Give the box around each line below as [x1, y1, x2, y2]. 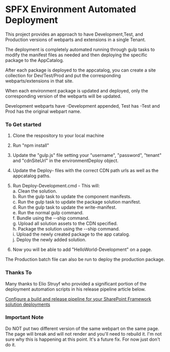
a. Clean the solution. [12, 188, 57, 194]
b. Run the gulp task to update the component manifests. [12, 194, 132, 200]
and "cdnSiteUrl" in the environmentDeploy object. [12, 157, 119, 164]
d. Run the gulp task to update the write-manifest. [12, 204, 117, 210]
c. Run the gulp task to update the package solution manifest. [12, 199, 141, 205]
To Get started [5, 121, 42, 128]
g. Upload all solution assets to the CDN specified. [12, 220, 118, 227]
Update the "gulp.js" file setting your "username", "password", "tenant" [12, 152, 162, 158]
